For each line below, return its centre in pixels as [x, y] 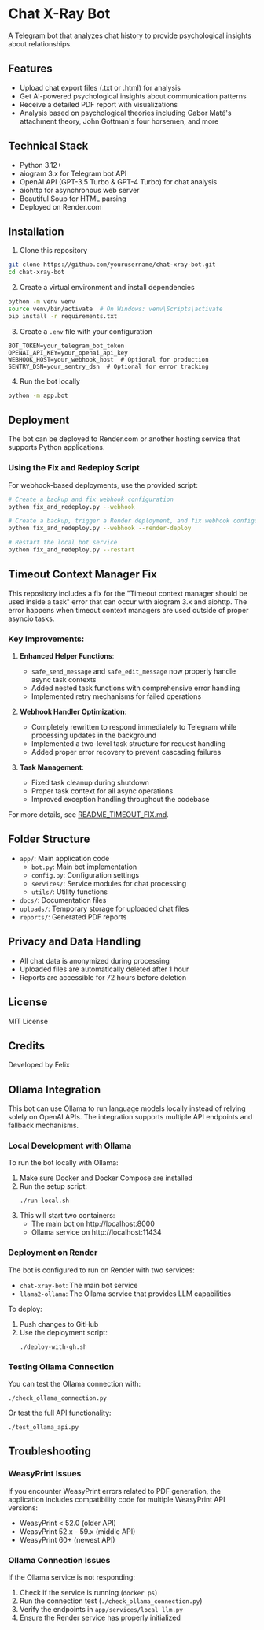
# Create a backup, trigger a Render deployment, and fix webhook [119, 521]
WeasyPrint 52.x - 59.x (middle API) [77, 1531]
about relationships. [40, 43]
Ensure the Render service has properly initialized [100, 1618]
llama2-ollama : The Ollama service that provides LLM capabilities [125, 1294]
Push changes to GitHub [59, 1324]
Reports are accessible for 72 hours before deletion [103, 977]
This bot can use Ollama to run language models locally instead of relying [127, 1108]
